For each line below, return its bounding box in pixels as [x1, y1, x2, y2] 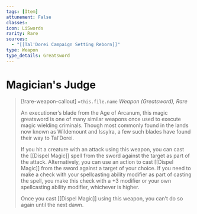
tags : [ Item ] [6, 8, 38, 15]
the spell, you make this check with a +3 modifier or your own [20, 177, 172, 184]
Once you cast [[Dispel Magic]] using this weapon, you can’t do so [20, 194, 183, 202]
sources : [6, 36, 28, 42]
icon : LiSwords [6, 25, 44, 31]
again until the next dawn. [20, 201, 84, 208]
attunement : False [6, 14, 51, 20]
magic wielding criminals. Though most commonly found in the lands [20, 122, 189, 129]
